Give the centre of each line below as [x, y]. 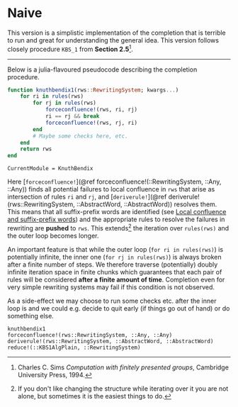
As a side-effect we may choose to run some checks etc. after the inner [112, 301]
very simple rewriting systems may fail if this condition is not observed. [111, 287]
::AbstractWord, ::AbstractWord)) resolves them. [147, 204]
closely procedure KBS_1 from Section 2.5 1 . [70, 48]
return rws [36, 149]
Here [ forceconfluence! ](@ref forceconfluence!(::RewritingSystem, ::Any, [114, 182]
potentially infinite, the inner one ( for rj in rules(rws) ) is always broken [114, 257]
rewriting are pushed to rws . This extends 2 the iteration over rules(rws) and [118, 227]
